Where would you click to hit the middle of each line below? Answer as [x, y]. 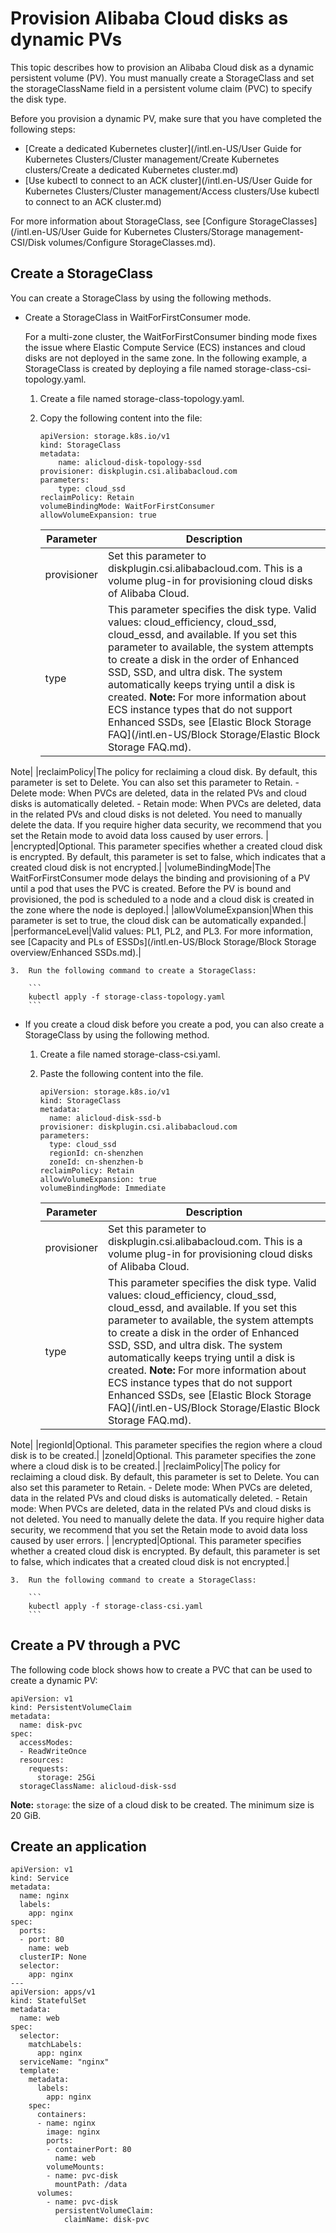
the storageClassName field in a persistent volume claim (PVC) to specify [161, 88]
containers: [61, 2115]
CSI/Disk [28, 242]
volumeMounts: [75, 2167]
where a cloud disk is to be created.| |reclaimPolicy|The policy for [145, 1466]
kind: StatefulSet [48, 2001]
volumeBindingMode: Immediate [103, 1188]
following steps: [43, 129]
